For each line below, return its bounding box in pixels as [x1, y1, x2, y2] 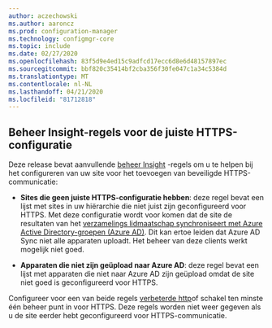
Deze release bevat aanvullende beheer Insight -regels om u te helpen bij [8, 160, 253, 169]
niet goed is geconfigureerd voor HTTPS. [19, 278, 158, 287]
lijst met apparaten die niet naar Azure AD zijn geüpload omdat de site [19, 269, 255, 279]
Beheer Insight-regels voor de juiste [8, 125, 195, 139]
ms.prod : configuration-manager [8, 27, 118, 35]
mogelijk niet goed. [19, 245, 85, 255]
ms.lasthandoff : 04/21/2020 [8, 87, 104, 96]
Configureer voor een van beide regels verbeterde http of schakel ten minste [8, 294, 264, 304]
